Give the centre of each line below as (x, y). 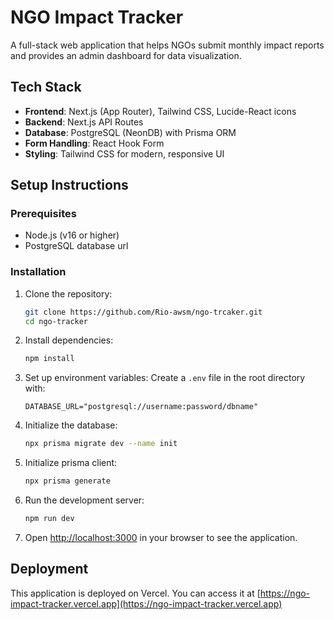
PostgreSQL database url (76, 246)
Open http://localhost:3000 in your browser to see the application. (161, 537)
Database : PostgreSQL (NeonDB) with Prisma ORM (130, 132)
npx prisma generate (67, 481)
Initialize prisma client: (71, 463)
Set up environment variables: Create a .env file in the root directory (165, 378)
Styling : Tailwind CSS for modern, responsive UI (124, 153)
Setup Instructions (69, 185)
